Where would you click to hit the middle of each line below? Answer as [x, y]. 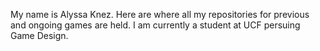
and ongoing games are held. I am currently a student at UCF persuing [155, 25]
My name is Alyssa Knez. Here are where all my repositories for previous [160, 14]
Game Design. [39, 35]
